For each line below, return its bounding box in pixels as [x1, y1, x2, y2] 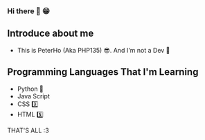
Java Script [17, 91, 50, 100]
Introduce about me [7, 28, 94, 40]
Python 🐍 [17, 85, 44, 93]
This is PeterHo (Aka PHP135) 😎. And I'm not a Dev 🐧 [17, 46, 170, 54]
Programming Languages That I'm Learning [7, 66, 199, 78]
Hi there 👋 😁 [7, 6, 51, 16]
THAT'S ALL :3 [7, 126, 50, 134]
